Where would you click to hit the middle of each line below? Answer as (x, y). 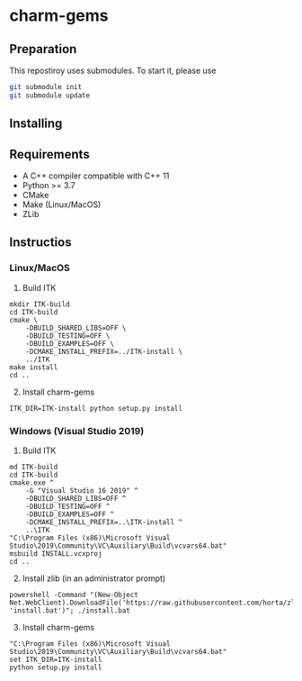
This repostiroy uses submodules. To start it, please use (113, 70)
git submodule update (50, 95)
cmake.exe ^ (31, 483)
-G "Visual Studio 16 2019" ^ (82, 490)
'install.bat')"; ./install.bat (70, 610)
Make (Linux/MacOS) (62, 204)
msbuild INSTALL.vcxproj (56, 554)
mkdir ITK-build (40, 304)
